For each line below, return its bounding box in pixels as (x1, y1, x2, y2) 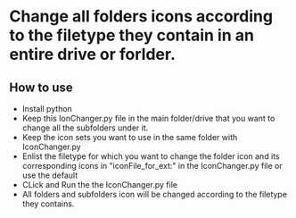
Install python (21, 104, 73, 113)
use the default (21, 170, 78, 180)
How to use (9, 80, 73, 95)
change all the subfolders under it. (21, 122, 149, 133)
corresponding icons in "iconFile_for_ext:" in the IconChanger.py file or (21, 161, 283, 171)
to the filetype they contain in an (9, 25, 254, 46)
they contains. (21, 198, 75, 209)
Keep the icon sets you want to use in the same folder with (21, 132, 238, 142)
